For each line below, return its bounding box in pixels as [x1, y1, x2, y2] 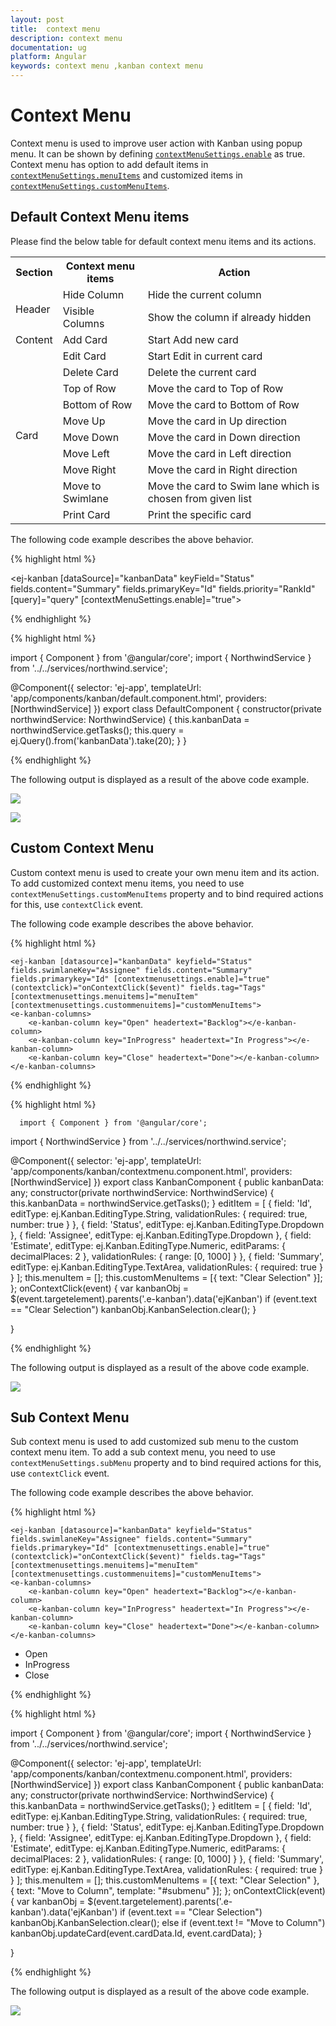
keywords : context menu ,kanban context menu [10, 61, 203, 71]
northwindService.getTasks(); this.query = [10, 724, 185, 736]
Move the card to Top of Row [147, 381, 284, 395]
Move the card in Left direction [147, 446, 292, 460]
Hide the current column [147, 287, 262, 301]
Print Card [62, 507, 111, 521]
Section [15, 265, 53, 279]
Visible [62, 304, 95, 318]
